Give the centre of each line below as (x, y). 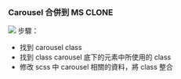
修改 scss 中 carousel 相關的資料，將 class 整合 (96, 67)
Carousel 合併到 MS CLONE (61, 12)
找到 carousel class (51, 48)
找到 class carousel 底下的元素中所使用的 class (95, 57)
